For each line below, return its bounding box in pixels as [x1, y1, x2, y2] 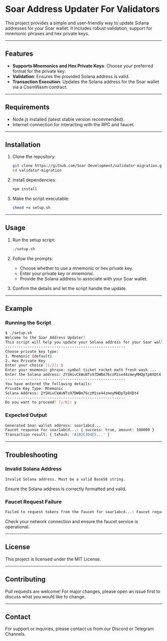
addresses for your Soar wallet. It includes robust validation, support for [5, 25, 153, 31]
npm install [12, 186, 37, 192]
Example [5, 304, 33, 313]
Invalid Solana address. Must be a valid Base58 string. [5, 476, 126, 482]
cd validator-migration [12, 168, 62, 173]
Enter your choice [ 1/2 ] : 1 [5, 363, 64, 368]
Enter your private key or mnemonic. [19, 270, 94, 276]
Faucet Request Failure [5, 498, 62, 505]
